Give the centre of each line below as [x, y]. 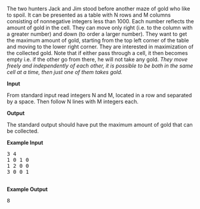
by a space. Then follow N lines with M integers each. [73, 102]
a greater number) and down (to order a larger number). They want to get [97, 34]
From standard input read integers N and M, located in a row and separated [99, 95]
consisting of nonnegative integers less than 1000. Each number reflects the [101, 21]
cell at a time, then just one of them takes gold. [65, 72]
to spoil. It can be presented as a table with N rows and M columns [89, 15]
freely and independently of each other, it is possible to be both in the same [100, 66]
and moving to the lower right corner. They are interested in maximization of [100, 47]
